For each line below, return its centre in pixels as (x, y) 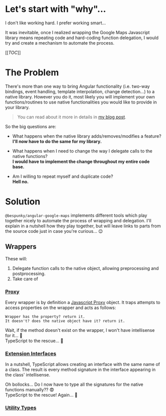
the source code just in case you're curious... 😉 (54, 231)
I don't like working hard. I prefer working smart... (55, 23)
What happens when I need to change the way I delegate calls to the (82, 151)
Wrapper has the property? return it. (45, 316)
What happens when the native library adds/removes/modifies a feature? (87, 136)
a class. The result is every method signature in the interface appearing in (81, 369)
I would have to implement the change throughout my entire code (81, 161)
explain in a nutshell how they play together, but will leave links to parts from (83, 226)
